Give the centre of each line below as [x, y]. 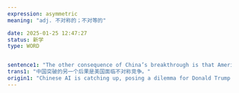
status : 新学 [26, 39]
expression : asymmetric [43, 14]
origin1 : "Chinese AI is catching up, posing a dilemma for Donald [110, 78]
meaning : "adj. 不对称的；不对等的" [57, 20]
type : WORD [23, 46]
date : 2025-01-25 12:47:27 [47, 33]
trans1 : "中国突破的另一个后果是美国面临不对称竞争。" [79, 72]
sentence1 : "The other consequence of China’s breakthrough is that [111, 65]
